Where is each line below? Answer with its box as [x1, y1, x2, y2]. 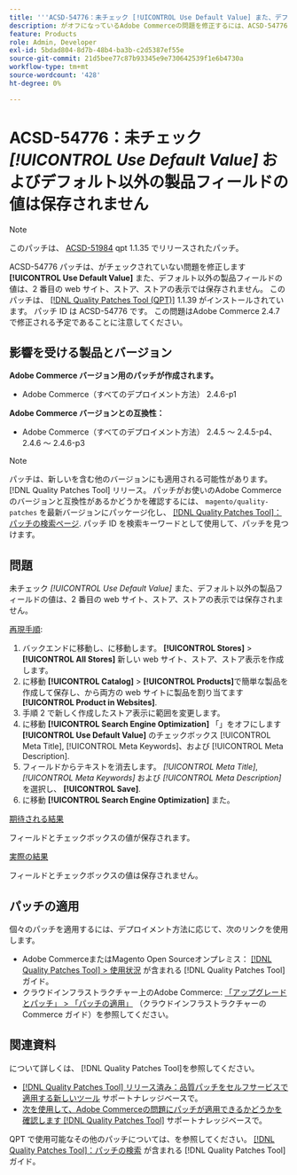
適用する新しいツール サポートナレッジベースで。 [21, 1093, 203, 1103]
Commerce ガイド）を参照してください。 [21, 1009, 174, 1020]
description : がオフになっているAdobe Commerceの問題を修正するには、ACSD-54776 [9, 21, 288, 30]
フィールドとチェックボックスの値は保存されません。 [9, 870, 203, 881]
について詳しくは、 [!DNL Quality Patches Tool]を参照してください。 [9, 1062, 260, 1073]
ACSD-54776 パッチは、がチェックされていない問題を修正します [9, 261, 246, 271]
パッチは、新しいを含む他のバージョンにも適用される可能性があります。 [9, 474, 273, 484]
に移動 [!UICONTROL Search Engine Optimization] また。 [21, 795, 235, 805]
